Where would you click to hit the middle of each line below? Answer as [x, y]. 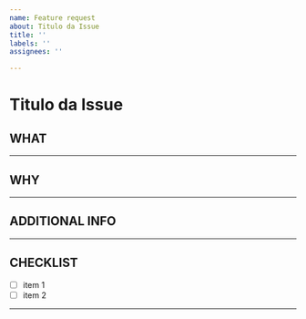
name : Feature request [52, 18]
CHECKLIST [44, 263]
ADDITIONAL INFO [63, 221]
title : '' [28, 35]
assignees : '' [36, 52]
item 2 [35, 295]
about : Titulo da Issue [55, 26]
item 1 [34, 284]
